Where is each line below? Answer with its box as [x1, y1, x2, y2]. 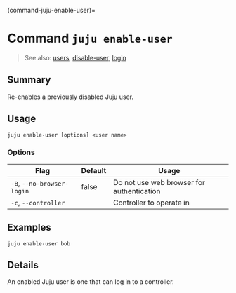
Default [81, 165, 107, 175]
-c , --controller [11, 198, 65, 207]
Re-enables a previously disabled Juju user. [7, 93, 134, 101]
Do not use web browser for [113, 177, 206, 187]
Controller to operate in [113, 198, 190, 207]
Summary [7, 74, 51, 86]
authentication [113, 186, 161, 196]
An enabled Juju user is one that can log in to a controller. [7, 278, 174, 286]
